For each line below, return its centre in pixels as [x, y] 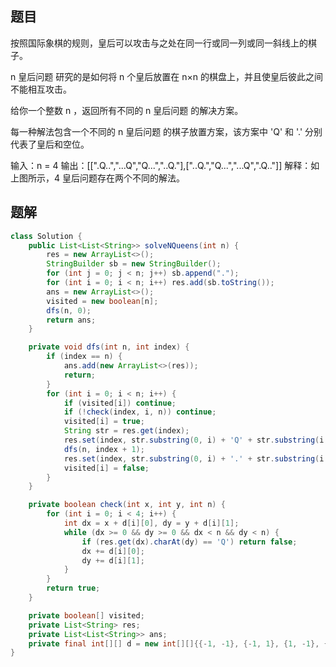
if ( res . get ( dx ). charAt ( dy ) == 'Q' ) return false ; [189, 542]
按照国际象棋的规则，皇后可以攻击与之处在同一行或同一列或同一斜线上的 [159, 43]
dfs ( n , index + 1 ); [104, 449]
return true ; [73, 588]
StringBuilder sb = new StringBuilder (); [134, 264]
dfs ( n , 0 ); [69, 310]
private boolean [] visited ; [86, 615]
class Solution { [46, 236]
